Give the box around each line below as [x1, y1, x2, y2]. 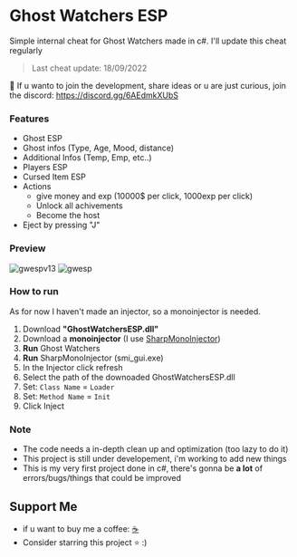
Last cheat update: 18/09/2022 [31, 62, 148, 73]
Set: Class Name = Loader [22, 381, 115, 392]
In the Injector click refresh [22, 361, 123, 372]
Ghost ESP [22, 133, 63, 144]
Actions [22, 181, 52, 192]
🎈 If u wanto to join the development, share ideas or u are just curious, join [9, 80, 287, 91]
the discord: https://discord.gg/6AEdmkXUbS [9, 90, 179, 101]
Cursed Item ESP [22, 171, 86, 182]
